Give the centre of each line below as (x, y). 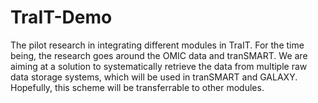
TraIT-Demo (61, 17)
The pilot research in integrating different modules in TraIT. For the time (157, 45)
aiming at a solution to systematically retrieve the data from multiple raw (159, 66)
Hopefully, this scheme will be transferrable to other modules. (137, 87)
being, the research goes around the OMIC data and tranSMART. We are (159, 55)
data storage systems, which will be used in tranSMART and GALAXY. (154, 77)
